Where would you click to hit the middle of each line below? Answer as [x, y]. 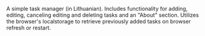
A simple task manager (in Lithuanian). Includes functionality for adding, [97, 9]
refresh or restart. [28, 28]
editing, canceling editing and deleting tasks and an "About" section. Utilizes [102, 15]
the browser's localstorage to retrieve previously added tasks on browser [99, 21]
